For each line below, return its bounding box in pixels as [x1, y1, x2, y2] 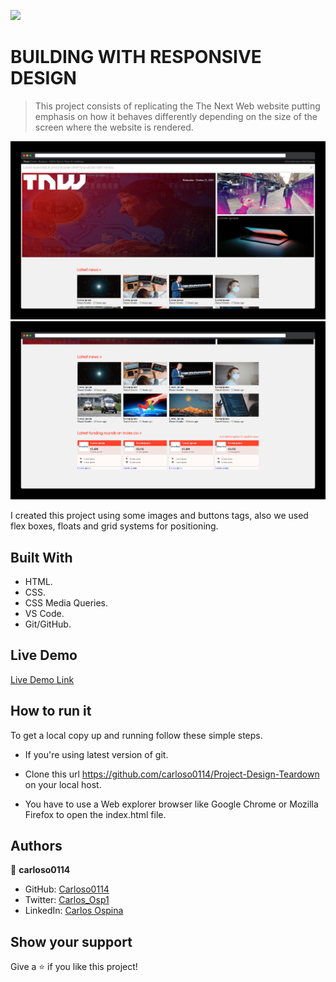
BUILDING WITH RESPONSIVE [10, 46, 262, 69]
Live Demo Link [10, 673, 75, 685]
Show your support [10, 933, 133, 950]
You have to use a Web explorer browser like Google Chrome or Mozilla [24, 798, 319, 810]
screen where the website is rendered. [34, 121, 194, 133]
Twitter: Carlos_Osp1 [24, 894, 110, 906]
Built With [10, 549, 73, 566]
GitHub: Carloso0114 [24, 883, 110, 895]
